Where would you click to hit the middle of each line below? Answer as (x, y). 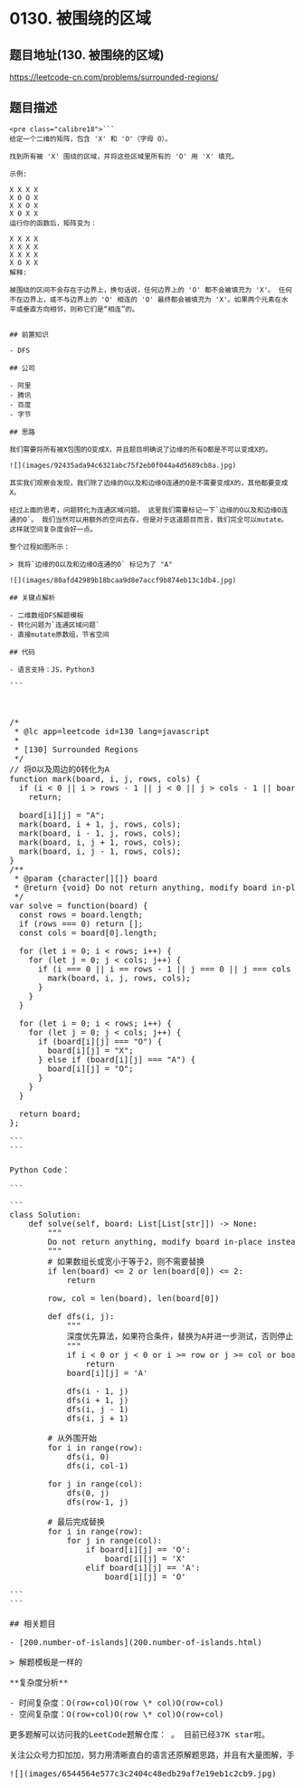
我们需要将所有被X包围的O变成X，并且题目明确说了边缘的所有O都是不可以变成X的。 (141, 449)
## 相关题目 (33, 1623)
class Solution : (45, 1214)
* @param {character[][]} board (86, 878)
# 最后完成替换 (76, 1521)
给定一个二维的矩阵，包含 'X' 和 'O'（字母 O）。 (90, 139)
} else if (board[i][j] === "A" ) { (117, 1059)
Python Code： (40, 1170)
